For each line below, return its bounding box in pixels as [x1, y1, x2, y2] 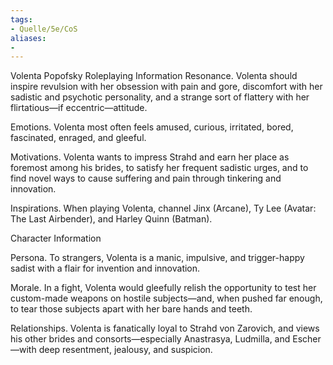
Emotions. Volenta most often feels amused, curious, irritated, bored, [10, 121, 294, 133]
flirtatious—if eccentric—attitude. [10, 102, 148, 114]
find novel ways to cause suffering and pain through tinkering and [10, 172, 282, 185]
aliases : [10, 33, 47, 43]
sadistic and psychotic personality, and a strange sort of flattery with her [10, 91, 310, 103]
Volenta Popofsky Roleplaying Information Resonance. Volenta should [10, 70, 298, 82]
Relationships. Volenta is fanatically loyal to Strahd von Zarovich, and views [10, 322, 320, 335]
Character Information [10, 232, 102, 245]
